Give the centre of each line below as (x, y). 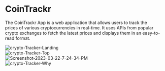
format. (23, 38)
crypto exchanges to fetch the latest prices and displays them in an (73, 33)
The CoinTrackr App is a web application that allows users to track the (76, 23)
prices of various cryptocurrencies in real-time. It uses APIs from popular (79, 27)
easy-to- (151, 33)
